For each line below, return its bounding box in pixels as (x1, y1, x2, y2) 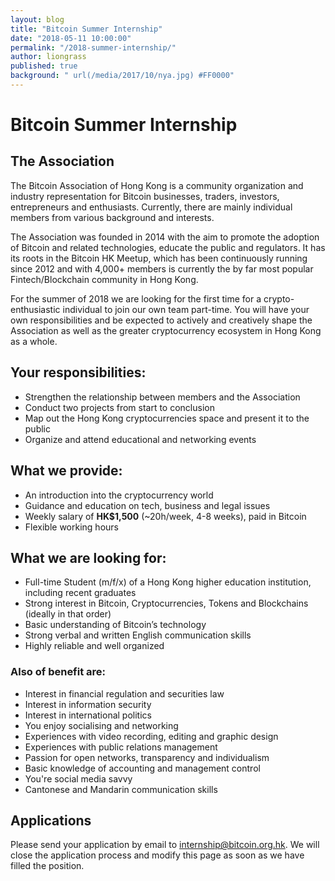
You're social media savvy (24, 772, 133, 785)
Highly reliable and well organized (24, 640, 165, 652)
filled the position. (10, 860, 85, 872)
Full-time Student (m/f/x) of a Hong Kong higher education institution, (24, 576, 312, 588)
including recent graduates (24, 587, 137, 599)
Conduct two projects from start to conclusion (24, 401, 215, 413)
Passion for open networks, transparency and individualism (24, 751, 270, 763)
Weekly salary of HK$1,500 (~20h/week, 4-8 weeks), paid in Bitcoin (24, 510, 307, 522)
